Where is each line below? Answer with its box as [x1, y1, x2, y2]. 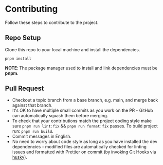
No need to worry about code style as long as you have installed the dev [12, 139, 158, 144]
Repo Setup [5, 34, 41, 42]
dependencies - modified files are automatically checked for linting [12, 144, 147, 150]
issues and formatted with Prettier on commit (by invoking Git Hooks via [12, 149, 157, 155]
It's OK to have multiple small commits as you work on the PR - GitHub [12, 107, 153, 113]
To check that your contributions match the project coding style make [12, 118, 152, 124]
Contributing [5, 3, 58, 15]
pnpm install [5, 56, 32, 61]
